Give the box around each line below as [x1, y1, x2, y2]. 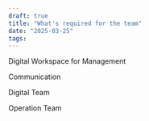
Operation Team [8, 103, 62, 113]
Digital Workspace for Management [8, 56, 126, 66]
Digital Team [8, 88, 50, 98]
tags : [8, 34, 27, 43]
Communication [8, 72, 61, 81]
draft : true [8, 11, 48, 20]
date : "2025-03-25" [8, 27, 74, 35]
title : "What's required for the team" [8, 19, 143, 27]
